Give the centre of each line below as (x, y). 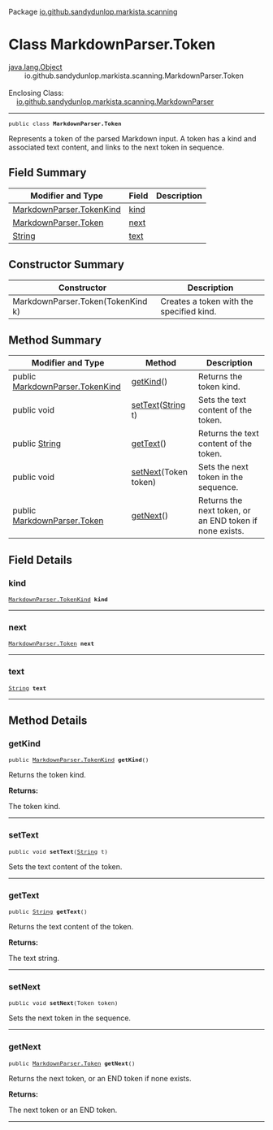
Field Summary (48, 173)
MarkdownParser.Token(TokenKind (80, 301)
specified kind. (188, 311)
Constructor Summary (66, 264)
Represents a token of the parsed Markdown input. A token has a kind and (132, 138)
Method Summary (55, 340)
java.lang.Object (35, 67)
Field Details (41, 560)
